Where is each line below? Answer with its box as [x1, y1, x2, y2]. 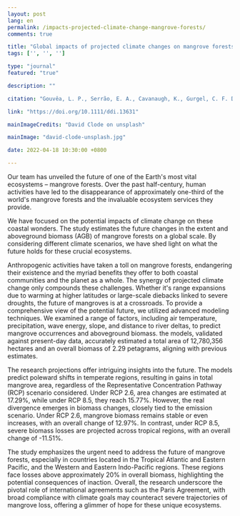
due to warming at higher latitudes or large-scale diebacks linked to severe [7, 291, 229, 300]
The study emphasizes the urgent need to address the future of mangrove [7, 447, 226, 456]
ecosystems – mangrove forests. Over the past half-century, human [7, 180, 206, 188]
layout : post [7, 10, 46, 18]
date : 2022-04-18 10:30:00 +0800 [7, 147, 107, 154]
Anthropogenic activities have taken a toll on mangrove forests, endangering [7, 261, 232, 269]
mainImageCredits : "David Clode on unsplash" [7, 121, 145, 128]
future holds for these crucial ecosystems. [7, 247, 132, 256]
